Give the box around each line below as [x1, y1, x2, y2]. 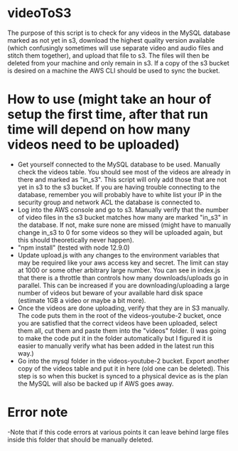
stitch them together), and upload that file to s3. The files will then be [7, 51, 210, 60]
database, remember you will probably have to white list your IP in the [17, 190, 222, 198]
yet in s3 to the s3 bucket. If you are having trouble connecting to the [17, 183, 220, 191]
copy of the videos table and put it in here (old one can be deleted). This [17, 364, 229, 373]
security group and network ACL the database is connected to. [17, 198, 202, 206]
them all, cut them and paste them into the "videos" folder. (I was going [17, 326, 227, 335]
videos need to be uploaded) [7, 137, 180, 153]
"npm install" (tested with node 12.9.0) [17, 243, 130, 252]
